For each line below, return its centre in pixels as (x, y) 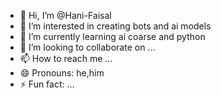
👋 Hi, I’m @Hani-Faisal (65, 15)
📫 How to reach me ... (66, 58)
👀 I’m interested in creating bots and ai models (115, 26)
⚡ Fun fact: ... (47, 84)
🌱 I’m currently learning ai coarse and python (112, 36)
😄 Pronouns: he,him (62, 73)
